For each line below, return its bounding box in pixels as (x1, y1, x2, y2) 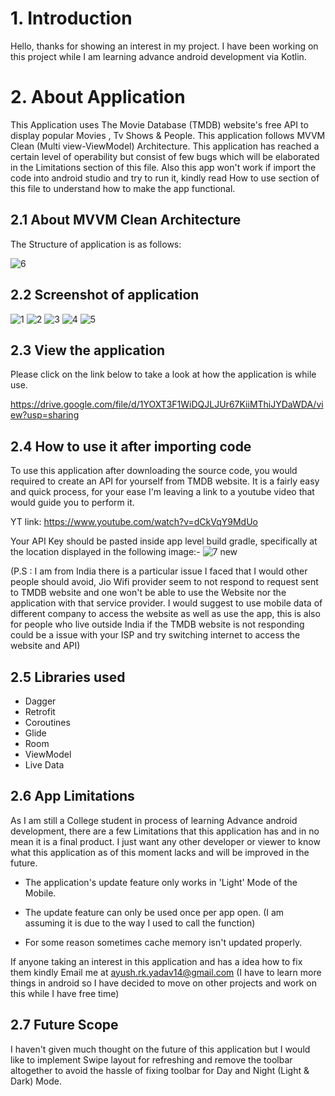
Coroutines (24, 716, 71, 728)
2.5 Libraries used (10, 668, 126, 686)
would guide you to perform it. (10, 497, 135, 509)
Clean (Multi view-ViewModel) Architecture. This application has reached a (10, 140, 320, 152)
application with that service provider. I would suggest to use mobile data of (10, 597, 323, 609)
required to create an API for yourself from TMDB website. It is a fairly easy (10, 475, 320, 487)
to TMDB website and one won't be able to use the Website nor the (10, 587, 287, 599)
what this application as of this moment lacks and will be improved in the (10, 846, 310, 858)
